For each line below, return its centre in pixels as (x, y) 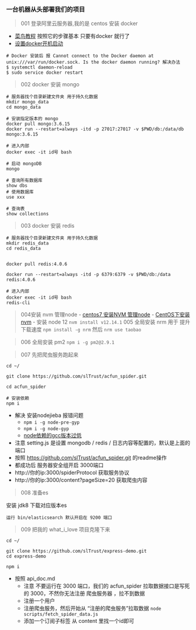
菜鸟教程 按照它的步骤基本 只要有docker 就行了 (72, 36)
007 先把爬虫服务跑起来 (49, 355)
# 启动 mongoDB (24, 164)
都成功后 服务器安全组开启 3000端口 (59, 465)
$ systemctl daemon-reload (39, 68)
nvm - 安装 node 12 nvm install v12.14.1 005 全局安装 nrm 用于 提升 (105, 322)
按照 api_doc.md (35, 579)
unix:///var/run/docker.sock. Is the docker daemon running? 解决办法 (93, 62)
